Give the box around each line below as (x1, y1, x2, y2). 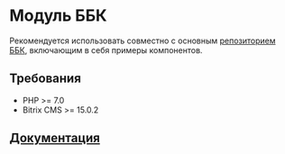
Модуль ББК (9, 5, 107, 26)
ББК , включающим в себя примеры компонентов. (9, 44, 203, 55)
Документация (9, 131, 101, 146)
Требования (9, 71, 81, 86)
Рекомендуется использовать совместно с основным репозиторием (9, 35, 277, 46)
